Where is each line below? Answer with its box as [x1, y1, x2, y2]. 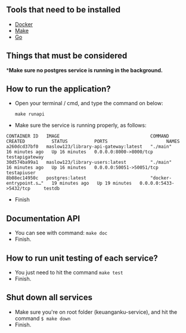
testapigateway [6, 154, 44, 160]
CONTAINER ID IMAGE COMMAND [6, 133, 169, 139]
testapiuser [6, 170, 36, 176]
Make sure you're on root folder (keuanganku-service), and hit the [14, 308, 178, 316]
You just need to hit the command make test [14, 269, 123, 276]
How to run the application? [6, 84, 111, 94]
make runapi [14, 111, 45, 117]
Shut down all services [6, 292, 92, 303]
